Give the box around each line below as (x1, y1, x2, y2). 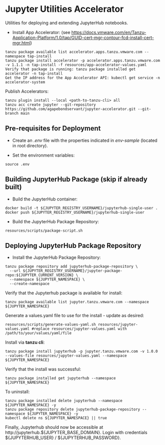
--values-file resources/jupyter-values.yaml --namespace (5, 353, 127, 359)
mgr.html (12, 40, 31, 45)
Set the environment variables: (12, 152, 75, 158)
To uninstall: (5, 389, 30, 395)
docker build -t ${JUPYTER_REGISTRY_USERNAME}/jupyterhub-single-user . (5, 205, 158, 210)
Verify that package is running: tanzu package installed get (5, 67, 136, 72)
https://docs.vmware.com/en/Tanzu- (71, 29, 147, 35)
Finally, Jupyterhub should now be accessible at (5, 424, 104, 430)
